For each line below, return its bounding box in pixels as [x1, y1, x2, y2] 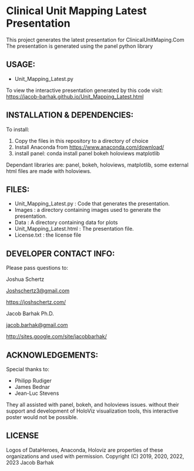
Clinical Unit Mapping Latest [6, 4, 147, 18]
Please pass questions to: [6, 264, 69, 272]
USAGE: [6, 60, 36, 70]
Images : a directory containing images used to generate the [14, 207, 161, 214]
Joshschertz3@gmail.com [6, 287, 70, 295]
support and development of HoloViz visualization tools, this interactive [6, 407, 179, 414]
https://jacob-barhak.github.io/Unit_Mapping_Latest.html [6, 93, 144, 100]
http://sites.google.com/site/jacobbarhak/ [6, 333, 107, 340]
